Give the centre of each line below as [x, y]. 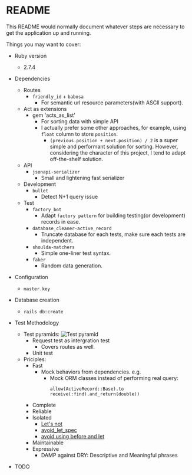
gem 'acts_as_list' [54, 115]
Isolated [42, 417]
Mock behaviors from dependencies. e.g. [91, 372]
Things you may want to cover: [44, 44]
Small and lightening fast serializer [83, 178]
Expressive [46, 448]
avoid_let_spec [59, 430]
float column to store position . [79, 134]
